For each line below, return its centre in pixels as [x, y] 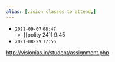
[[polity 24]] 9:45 [44, 35]
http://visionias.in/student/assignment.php [57, 52]
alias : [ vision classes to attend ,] [51, 12]
